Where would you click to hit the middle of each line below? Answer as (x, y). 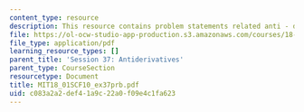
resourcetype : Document (54, 77)
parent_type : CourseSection (62, 69)
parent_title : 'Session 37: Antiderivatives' (96, 60)
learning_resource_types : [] (64, 51)
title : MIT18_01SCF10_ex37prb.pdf (75, 85)
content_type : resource (54, 18)
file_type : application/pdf (62, 43)
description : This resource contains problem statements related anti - (149, 26)
